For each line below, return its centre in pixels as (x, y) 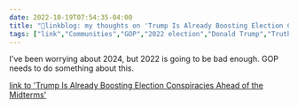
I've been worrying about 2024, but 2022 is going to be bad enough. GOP (144, 59)
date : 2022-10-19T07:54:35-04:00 (71, 17)
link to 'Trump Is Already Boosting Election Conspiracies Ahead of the (137, 86)
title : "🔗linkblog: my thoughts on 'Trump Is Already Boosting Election (146, 26)
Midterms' (28, 95)
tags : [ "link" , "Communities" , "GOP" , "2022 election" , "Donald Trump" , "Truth (150, 34)
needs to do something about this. (72, 68)
